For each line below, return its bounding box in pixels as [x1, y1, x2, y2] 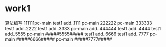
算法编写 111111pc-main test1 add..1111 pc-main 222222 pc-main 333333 [5, 20, 152, 26]
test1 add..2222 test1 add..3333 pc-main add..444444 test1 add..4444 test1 [5, 25, 161, 31]
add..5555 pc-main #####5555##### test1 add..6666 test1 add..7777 [5, 31, 149, 37]
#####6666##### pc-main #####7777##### [16, 36, 112, 42]
